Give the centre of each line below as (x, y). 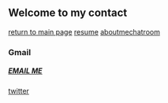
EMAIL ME (25, 71)
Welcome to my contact (68, 13)
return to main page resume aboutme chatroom (84, 31)
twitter (19, 90)
